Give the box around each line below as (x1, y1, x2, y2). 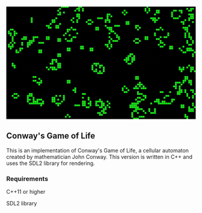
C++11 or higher (6, 188, 46, 195)
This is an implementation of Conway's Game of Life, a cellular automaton (6, 146, 189, 154)
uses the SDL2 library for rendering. (6, 160, 95, 167)
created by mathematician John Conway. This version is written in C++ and (6, 153, 193, 160)
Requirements (6, 175, 49, 183)
